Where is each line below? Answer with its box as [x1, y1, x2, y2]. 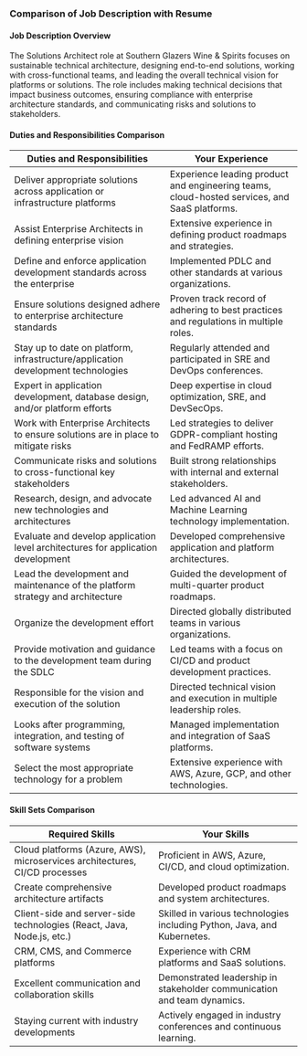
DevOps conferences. [169, 364, 263, 377]
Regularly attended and [169, 342, 270, 354]
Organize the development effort [14, 617, 154, 629]
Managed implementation [169, 718, 280, 731]
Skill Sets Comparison [9, 804, 96, 815]
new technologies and [14, 503, 110, 516]
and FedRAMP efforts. [169, 439, 265, 452]
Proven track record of [169, 292, 267, 305]
